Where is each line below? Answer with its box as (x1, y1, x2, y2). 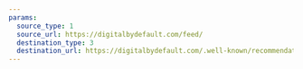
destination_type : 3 (16, 38, 94, 47)
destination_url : (16, 47, 82, 56)
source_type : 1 (16, 22, 74, 30)
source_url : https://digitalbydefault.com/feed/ (16, 30, 204, 39)
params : (8, 13, 38, 22)
